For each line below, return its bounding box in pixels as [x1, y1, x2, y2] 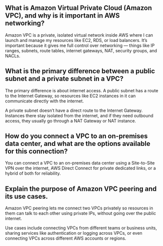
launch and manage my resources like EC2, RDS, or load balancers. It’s [5, 37, 148, 43]
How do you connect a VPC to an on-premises [5, 132, 148, 141]
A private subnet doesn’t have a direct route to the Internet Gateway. [5, 107, 143, 113]
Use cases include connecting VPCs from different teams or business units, [5, 225, 157, 231]
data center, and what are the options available [5, 140, 150, 148]
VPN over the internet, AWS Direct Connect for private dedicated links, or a [5, 165, 156, 171]
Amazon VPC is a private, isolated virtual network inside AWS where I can [5, 32, 153, 38]
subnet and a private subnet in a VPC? [5, 75, 123, 83]
